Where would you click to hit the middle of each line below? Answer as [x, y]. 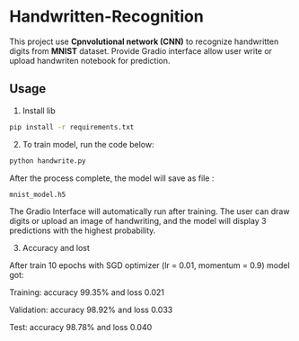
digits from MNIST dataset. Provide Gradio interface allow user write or [141, 50]
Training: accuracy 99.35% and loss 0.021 [87, 292]
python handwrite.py [48, 161]
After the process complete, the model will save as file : [112, 178]
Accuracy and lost [56, 248]
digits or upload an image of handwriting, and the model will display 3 [138, 221]
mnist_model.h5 [38, 194]
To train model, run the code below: [88, 144]
